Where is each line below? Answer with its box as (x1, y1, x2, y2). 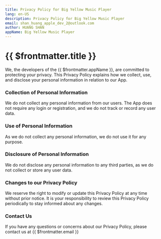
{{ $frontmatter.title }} (5, 51, 97, 62)
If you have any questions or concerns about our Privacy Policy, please (5, 224, 147, 230)
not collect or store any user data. (5, 167, 73, 173)
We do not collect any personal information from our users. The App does (5, 100, 152, 106)
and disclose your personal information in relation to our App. (5, 77, 128, 83)
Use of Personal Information (5, 122, 73, 129)
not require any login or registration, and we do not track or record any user (5, 105, 156, 111)
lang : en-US (5, 12, 29, 17)
